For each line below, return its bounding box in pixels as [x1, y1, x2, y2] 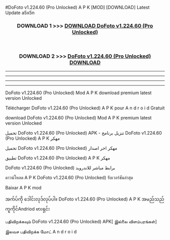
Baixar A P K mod [5, 184, 42, 190]
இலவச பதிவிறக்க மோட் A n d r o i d [5, 228, 77, 234]
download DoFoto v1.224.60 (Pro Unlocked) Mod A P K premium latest [5, 114, 152, 121]
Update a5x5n [5, 10, 35, 16]
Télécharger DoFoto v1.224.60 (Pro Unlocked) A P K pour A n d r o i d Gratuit [5, 105, 165, 111]
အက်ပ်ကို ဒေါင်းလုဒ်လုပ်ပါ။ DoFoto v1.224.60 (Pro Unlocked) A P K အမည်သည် [5, 196, 164, 202]
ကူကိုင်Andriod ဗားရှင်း [5, 206, 50, 212]
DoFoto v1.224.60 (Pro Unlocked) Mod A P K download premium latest [5, 90, 152, 96]
